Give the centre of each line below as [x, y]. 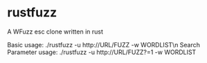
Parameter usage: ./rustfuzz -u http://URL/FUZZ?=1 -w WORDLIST [102, 52]
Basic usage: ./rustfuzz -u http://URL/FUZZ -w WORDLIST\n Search [104, 45]
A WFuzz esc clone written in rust [55, 32]
